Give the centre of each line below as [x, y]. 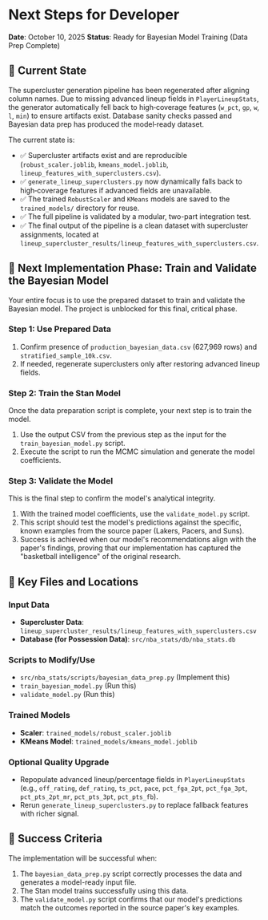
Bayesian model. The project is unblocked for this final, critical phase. [123, 308]
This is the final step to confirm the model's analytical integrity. [112, 498]
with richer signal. [49, 814]
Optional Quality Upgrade [59, 762]
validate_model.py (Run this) [67, 695]
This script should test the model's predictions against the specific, [130, 522]
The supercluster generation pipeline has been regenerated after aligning [129, 90]
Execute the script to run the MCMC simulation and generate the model [137, 452]
